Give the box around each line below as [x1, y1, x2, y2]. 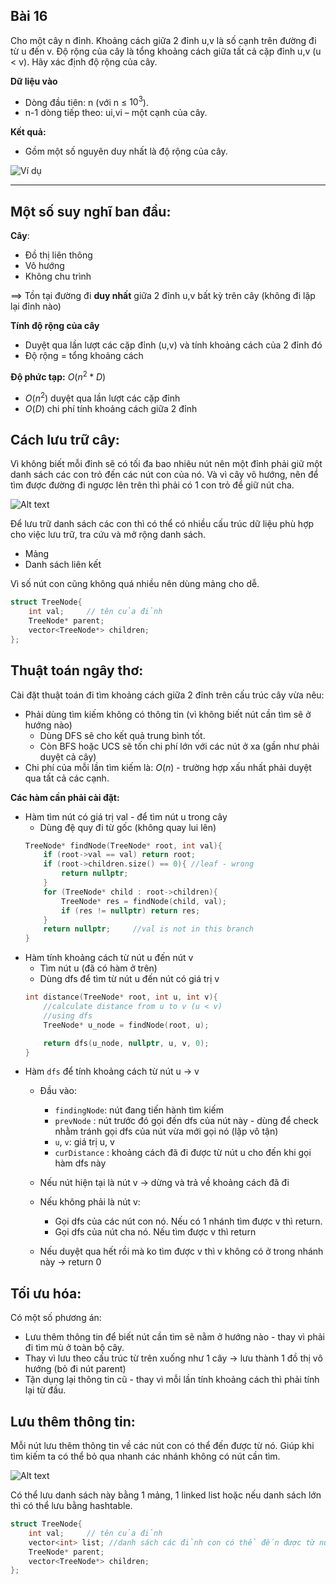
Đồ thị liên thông [24, 249, 93, 261]
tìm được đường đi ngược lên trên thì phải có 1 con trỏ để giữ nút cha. [10, 479, 295, 491]
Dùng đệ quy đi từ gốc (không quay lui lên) [39, 821, 217, 833]
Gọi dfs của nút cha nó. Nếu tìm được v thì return [54, 1226, 257, 1238]
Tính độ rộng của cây [10, 320, 100, 332]
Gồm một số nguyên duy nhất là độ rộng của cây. [24, 145, 228, 158]
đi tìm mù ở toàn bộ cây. [24, 1342, 125, 1354]
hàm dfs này [54, 1157, 107, 1169]
